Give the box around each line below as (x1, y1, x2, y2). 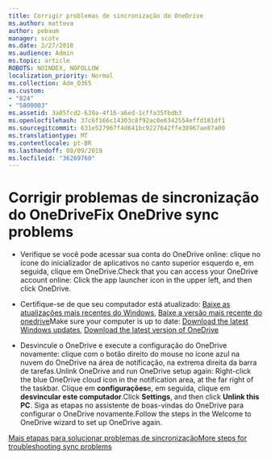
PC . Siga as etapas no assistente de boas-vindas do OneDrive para (19, 400, 244, 411)
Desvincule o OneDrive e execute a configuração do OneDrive (19, 341, 227, 350)
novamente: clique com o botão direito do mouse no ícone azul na (19, 349, 240, 359)
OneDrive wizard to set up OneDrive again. (19, 418, 163, 428)
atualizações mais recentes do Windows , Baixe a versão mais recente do (19, 308, 263, 318)
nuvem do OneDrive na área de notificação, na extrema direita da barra (19, 358, 257, 367)
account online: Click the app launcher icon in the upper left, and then (19, 275, 252, 285)
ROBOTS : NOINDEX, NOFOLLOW (8, 64, 99, 72)
